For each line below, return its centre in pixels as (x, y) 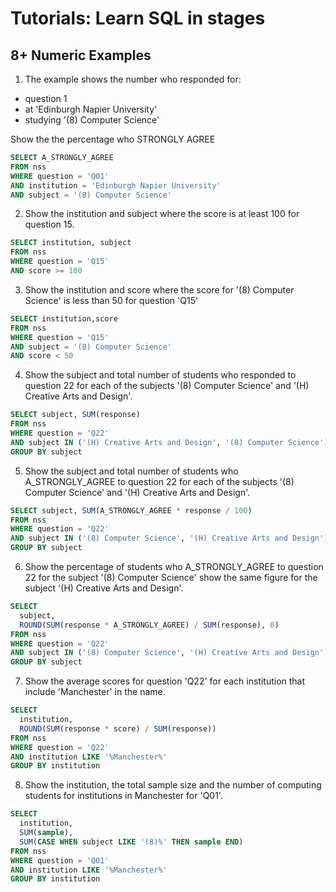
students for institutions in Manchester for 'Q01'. (123, 796)
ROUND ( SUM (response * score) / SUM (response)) (118, 728)
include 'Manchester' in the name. (95, 692)
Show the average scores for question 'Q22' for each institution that (165, 681)
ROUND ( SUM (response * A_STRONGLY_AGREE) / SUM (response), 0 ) (149, 625)
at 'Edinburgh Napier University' (91, 109)
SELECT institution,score (64, 318)
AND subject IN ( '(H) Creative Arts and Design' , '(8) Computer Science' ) (169, 442)
